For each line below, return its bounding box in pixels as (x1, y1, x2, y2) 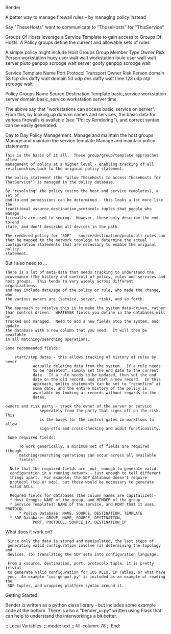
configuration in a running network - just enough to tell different (10, 471, 161, 476)
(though (5, 448, 22, 453)
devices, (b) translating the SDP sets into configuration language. (7, 552, 159, 557)
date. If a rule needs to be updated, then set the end (32, 372, 157, 377)
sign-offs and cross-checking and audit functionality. (39, 426, 161, 431)
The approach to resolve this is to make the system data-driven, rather (5, 306, 166, 311)
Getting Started (5, 592, 38, 598)
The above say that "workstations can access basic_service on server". (5, 106, 156, 112)
